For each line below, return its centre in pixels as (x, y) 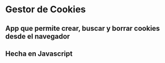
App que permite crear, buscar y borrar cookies (83, 28)
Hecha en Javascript (39, 54)
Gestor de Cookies (46, 9)
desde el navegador (38, 36)
